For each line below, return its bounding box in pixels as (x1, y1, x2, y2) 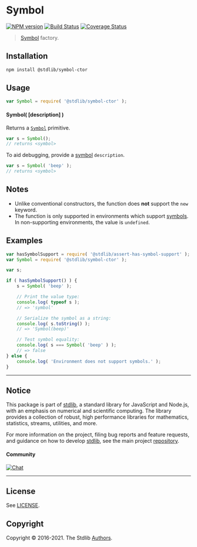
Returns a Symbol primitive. (6, 124, 70, 131)
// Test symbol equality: (16, 337, 80, 343)
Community (6, 450, 36, 457)
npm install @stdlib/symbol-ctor (6, 67, 88, 73)
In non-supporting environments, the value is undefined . (14, 218, 150, 225)
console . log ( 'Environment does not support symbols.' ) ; (16, 358, 161, 364)
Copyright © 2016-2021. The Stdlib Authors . (6, 534, 113, 542)
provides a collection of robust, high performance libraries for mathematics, (6, 413, 189, 420)
